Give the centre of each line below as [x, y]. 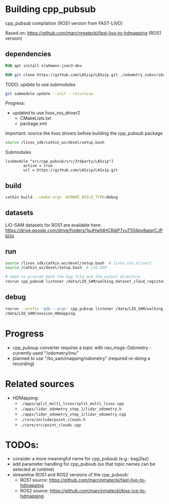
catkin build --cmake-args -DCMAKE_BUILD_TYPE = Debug [62, 197]
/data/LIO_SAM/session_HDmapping [40, 313]
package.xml [33, 124]
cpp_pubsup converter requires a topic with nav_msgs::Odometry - [82, 348]
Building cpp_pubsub [51, 9]
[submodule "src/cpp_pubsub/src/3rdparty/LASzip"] [59, 161]
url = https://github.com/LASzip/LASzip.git [71, 170]
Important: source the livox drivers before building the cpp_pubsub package [84, 133]
